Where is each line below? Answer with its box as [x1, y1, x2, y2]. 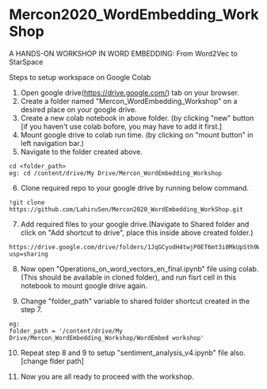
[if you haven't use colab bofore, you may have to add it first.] [20, 121, 223, 131]
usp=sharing [9, 250, 48, 258]
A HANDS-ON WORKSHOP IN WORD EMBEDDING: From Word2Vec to [9, 48, 238, 58]
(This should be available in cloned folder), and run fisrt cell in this [20, 272, 237, 282]
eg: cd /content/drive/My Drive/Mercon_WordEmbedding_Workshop [9, 169, 223, 177]
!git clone [9, 198, 45, 206]
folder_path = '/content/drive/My [9, 327, 124, 335]
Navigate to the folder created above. [20, 147, 143, 156]
